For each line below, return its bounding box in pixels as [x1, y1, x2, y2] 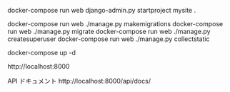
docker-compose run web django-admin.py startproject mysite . [7, 6, 196, 14]
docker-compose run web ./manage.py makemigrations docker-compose [7, 20, 224, 28]
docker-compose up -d [7, 49, 76, 57]
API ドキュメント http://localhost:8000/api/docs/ [7, 77, 151, 85]
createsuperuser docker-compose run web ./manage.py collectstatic [7, 35, 210, 43]
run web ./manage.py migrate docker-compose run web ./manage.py [7, 28, 211, 35]
